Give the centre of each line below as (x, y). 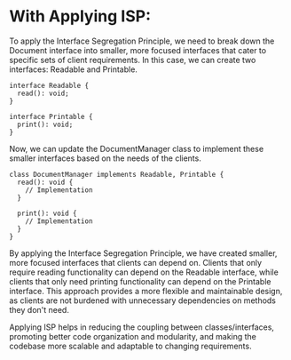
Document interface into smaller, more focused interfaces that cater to (138, 50)
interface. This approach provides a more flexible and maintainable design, (146, 291)
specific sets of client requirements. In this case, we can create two (133, 60)
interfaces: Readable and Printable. (73, 69)
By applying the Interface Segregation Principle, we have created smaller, (143, 253)
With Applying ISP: (80, 16)
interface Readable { (49, 85)
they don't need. (39, 309)
